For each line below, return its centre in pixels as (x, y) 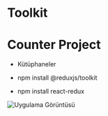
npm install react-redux (51, 92)
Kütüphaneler (37, 64)
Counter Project (54, 45)
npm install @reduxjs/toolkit (57, 78)
